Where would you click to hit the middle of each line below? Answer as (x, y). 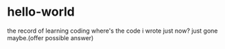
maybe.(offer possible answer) (50, 37)
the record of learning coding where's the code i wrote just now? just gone (113, 31)
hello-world (41, 12)
